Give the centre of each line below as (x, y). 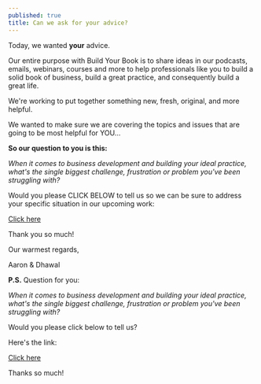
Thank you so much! (41, 234)
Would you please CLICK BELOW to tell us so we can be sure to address (125, 195)
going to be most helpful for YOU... (64, 133)
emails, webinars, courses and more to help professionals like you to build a (131, 68)
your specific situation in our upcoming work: (81, 203)
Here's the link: (33, 342)
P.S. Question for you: (44, 279)
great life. (24, 85)
